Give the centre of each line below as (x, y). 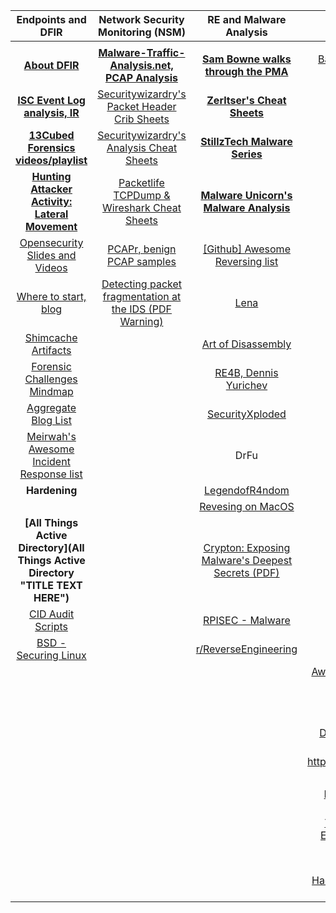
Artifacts (51, 350)
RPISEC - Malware (247, 620)
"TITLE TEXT (51, 585)
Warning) (141, 321)
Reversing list (246, 261)
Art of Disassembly (246, 344)
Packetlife (141, 182)
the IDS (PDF (142, 309)
